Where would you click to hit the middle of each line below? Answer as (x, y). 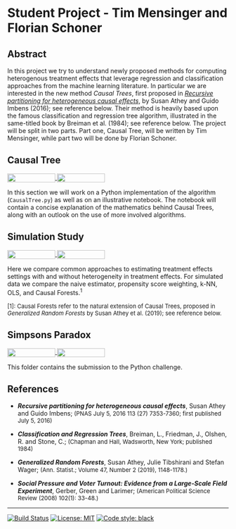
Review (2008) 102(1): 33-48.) (58, 498)
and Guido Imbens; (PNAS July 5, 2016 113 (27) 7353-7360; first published (119, 413)
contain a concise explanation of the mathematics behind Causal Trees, (111, 207)
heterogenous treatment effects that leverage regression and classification (115, 78)
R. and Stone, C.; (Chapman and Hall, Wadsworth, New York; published (115, 442)
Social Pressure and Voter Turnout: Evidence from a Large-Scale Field (122, 483)
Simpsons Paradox (49, 335)
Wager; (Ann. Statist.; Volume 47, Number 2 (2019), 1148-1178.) (103, 470)
